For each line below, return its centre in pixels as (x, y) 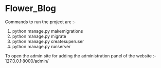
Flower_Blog (31, 8)
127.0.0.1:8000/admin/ (27, 61)
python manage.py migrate (39, 36)
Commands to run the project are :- (41, 22)
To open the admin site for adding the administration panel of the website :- (81, 55)
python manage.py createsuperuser (48, 41)
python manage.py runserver (41, 46)
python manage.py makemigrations (47, 31)
